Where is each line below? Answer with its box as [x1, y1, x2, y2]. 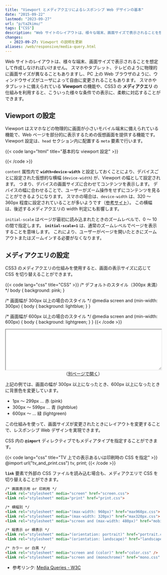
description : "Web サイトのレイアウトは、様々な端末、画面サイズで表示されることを [5, 30, 159, 35]
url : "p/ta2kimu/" [5, 21, 43, 26]
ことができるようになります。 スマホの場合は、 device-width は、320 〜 [5, 193, 151, 199]
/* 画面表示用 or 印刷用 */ [5, 487, 57, 492]
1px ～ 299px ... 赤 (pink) [12, 398, 63, 404]
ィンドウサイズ [5, 77, 36, 83]
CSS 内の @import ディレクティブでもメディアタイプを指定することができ [5, 438, 154, 444]
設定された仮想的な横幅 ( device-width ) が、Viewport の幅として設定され [13, 175, 161, 181]
